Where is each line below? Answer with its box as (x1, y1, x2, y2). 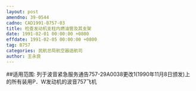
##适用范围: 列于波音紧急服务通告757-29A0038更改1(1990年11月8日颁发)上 (6, 70, 191, 78)
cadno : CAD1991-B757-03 (6, 20, 66, 26)
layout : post (6, 8, 39, 15)
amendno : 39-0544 (6, 14, 49, 20)
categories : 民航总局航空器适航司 (6, 48, 83, 54)
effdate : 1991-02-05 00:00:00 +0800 (6, 37, 97, 43)
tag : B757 (6, 43, 31, 48)
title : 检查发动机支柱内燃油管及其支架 (6, 25, 92, 32)
